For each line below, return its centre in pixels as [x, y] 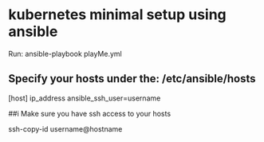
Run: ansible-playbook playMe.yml [65, 53]
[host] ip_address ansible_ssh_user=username [85, 98]
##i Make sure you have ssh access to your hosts [90, 113]
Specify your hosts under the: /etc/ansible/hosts [132, 79]
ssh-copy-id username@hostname [65, 128]
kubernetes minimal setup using [118, 15]
